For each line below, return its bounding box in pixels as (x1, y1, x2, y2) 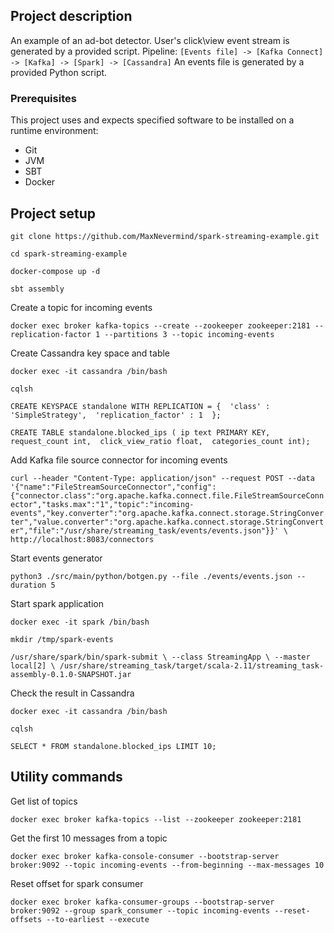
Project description (10, 8, 133, 25)
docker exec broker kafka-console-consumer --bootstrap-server (10, 851, 280, 861)
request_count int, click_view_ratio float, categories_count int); (10, 436, 311, 446)
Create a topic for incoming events (10, 301, 153, 313)
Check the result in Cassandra (10, 687, 135, 699)
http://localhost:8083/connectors (10, 534, 155, 544)
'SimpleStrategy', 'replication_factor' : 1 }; (10, 410, 222, 420)
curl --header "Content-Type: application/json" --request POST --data (10, 473, 315, 483)
